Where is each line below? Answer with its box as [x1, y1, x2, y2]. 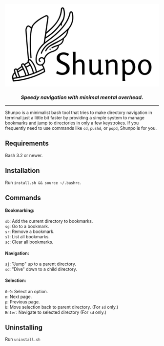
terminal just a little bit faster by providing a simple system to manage [5, 115, 145, 121]
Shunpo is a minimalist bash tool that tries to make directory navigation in [5, 110, 152, 115]
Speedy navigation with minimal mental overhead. [20, 94, 143, 101]
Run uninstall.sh [5, 336, 41, 342]
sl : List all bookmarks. [5, 234, 50, 240]
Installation [5, 166, 40, 175]
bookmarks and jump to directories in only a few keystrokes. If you [5, 120, 139, 126]
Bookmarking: [5, 207, 35, 213]
